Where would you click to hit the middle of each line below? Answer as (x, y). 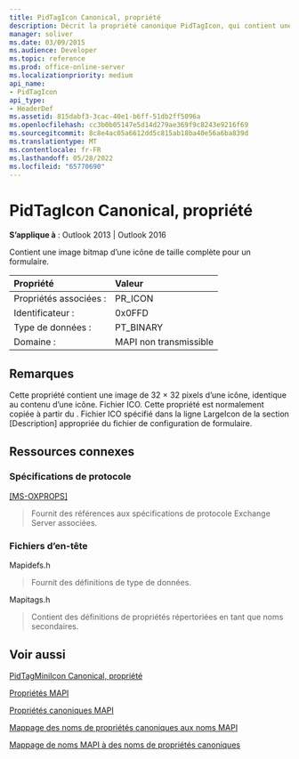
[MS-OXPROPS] (39, 496)
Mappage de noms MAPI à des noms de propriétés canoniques (125, 745)
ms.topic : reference (48, 59)
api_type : (28, 100)
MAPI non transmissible (164, 342)
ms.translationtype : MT (53, 141)
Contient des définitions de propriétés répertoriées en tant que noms (157, 617)
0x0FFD (132, 313)
